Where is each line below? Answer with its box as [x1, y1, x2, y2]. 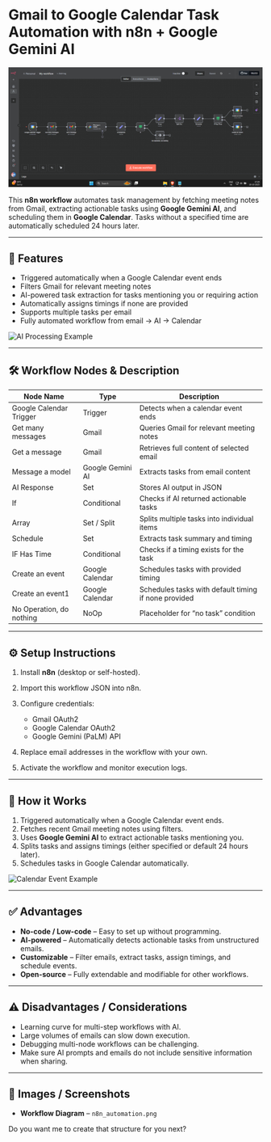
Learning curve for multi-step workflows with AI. [19, 1022, 181, 1031]
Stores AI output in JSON [139, 483, 223, 492]
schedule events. [19, 960, 77, 971]
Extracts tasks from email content [139, 467, 251, 477]
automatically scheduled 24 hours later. [8, 221, 140, 230]
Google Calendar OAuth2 [31, 723, 116, 733]
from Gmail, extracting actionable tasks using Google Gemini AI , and [8, 204, 236, 213]
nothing [11, 613, 38, 622]
